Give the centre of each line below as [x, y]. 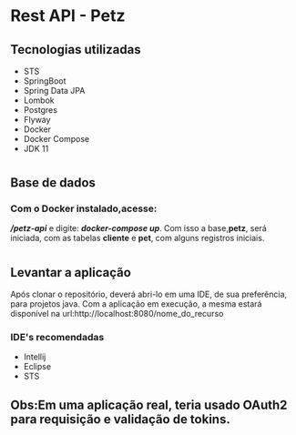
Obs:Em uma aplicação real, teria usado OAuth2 [149, 405]
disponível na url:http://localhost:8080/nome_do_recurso [117, 314]
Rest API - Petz [68, 16]
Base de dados [53, 183]
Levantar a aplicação [71, 273]
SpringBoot [45, 81]
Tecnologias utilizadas [76, 50]
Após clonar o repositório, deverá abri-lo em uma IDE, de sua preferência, [149, 294]
